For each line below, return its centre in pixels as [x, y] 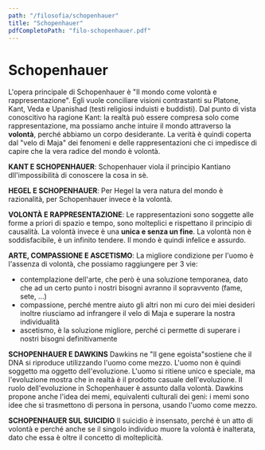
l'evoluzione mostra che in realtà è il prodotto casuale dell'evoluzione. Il [125, 380]
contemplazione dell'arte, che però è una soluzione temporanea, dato [134, 279]
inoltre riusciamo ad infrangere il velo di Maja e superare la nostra [127, 314]
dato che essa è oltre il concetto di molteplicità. [86, 438]
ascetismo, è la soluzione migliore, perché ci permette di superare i [130, 330]
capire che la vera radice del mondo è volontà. [84, 152]
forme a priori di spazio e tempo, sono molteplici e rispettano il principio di [130, 223]
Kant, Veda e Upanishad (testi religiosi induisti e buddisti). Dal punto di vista [132, 109]
